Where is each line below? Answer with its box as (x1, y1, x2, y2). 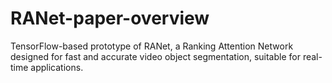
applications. (30, 61, 84, 73)
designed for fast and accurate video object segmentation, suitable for (10, 50, 301, 62)
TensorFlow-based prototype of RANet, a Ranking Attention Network (10, 40, 294, 52)
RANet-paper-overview (10, 7, 210, 30)
